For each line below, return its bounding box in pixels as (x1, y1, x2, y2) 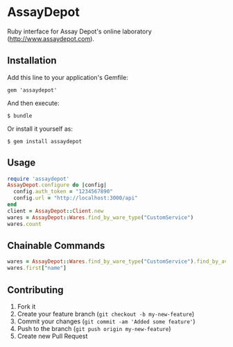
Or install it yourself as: (7, 124, 73, 133)
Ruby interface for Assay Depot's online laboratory (7, 27, 153, 35)
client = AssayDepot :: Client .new (7, 207, 104, 214)
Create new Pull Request (17, 332, 88, 340)
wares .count (7, 220, 42, 227)
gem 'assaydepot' (7, 86, 58, 94)
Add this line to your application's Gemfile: (7, 73, 128, 81)
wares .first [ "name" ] (7, 265, 67, 272)
